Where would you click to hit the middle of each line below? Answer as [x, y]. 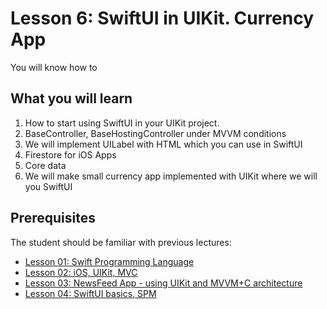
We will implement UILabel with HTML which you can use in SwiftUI [163, 144]
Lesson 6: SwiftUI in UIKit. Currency [162, 18]
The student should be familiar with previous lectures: [121, 242]
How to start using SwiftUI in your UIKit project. [122, 123]
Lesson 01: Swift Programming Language [109, 261]
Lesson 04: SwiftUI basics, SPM [90, 293]
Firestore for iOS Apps [70, 154]
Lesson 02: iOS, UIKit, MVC [81, 272]
